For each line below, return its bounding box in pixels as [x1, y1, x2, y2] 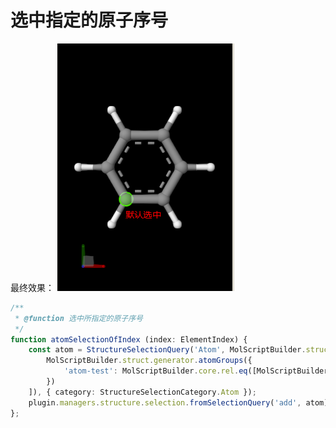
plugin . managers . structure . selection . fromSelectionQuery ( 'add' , [28, 397, 302, 408]
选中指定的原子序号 [10, 9, 169, 32]
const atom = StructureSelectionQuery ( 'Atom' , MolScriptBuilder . [28, 345, 307, 355]
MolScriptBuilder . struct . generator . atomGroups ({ [46, 356, 253, 366]
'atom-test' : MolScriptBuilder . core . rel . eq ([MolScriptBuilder [63, 366, 329, 376]
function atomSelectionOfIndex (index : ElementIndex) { [10, 334, 248, 345]
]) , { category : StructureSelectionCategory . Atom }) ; [28, 387, 257, 397]
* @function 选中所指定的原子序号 [14, 313, 143, 323]
